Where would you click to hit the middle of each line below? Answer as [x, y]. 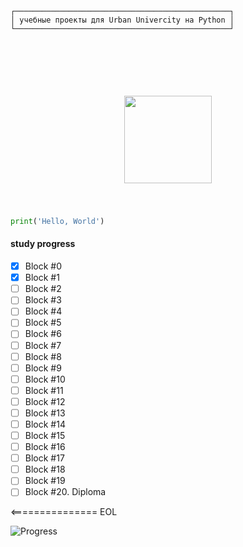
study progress [43, 244]
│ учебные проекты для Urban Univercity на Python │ [122, 20]
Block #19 [45, 481]
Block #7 [43, 345]
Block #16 [45, 447]
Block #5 [43, 323]
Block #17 [44, 458]
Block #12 [45, 401]
